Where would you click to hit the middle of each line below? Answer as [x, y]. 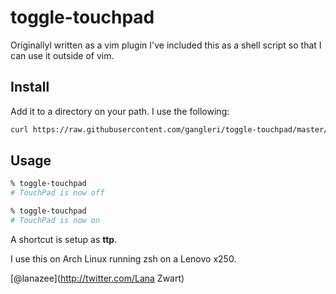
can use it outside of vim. [62, 55]
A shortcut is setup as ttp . [64, 239]
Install [30, 87]
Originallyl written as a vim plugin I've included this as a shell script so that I [166, 45]
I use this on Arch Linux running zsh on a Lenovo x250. [123, 258]
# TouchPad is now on [55, 221]
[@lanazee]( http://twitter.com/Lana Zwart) [97, 278]
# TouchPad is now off [57, 193]
